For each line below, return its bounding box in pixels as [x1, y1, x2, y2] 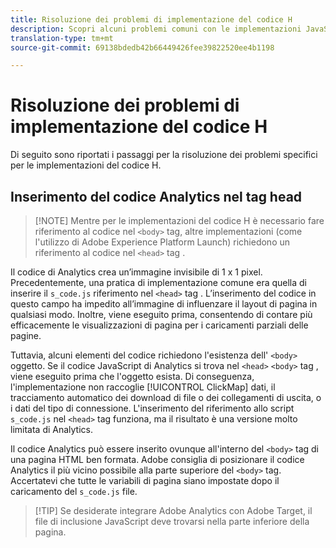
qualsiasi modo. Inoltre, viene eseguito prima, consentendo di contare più [10, 309, 313, 320]
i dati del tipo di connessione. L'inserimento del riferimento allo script [10, 402, 295, 414]
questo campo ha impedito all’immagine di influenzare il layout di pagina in [10, 298, 318, 310]
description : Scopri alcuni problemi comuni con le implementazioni [10, 24, 302, 34]
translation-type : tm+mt [10, 33, 114, 43]
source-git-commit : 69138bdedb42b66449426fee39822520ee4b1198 [10, 42, 275, 53]
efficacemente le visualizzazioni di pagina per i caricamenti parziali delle [10, 319, 309, 331]
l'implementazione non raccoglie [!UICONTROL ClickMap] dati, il [10, 381, 276, 393]
